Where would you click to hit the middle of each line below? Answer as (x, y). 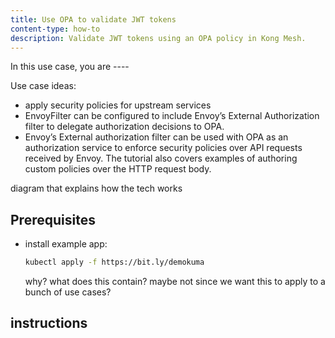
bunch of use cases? (68, 292)
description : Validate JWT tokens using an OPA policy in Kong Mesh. (158, 38)
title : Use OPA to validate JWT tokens (93, 19)
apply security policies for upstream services (118, 105)
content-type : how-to (55, 29)
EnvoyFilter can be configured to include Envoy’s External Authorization (172, 116)
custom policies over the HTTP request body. (118, 169)
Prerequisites (53, 219)
